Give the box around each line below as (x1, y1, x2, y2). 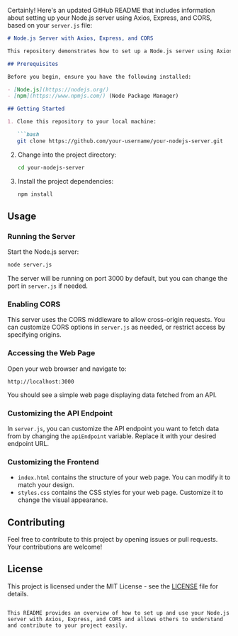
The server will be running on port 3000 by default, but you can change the (7, 274, 228, 283)
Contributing (7, 516, 65, 528)
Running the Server (7, 231, 76, 241)
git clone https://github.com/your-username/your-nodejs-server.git (16, 138, 223, 145)
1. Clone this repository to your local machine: (7, 118, 157, 125)
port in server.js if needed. (7, 281, 89, 290)
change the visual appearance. (17, 496, 108, 504)
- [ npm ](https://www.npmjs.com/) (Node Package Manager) (7, 92, 179, 100)
